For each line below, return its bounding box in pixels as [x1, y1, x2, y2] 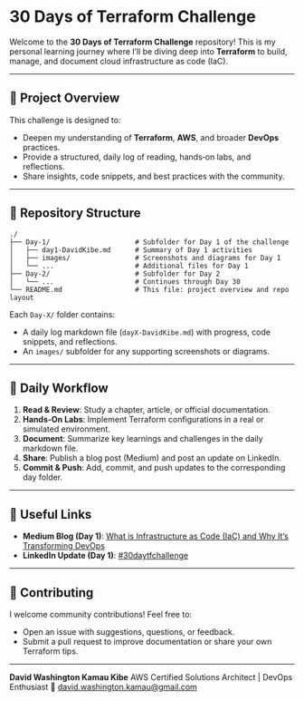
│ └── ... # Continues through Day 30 [9, 277, 242, 287]
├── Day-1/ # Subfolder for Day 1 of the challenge [9, 238, 290, 247]
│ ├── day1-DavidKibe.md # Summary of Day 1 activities [9, 245, 253, 255]
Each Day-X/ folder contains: [9, 308, 116, 319]
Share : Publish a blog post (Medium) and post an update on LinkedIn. [22, 453, 282, 463]
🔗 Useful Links [9, 506, 92, 522]
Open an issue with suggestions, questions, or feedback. [22, 627, 235, 637]
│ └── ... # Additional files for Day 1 [9, 261, 249, 270]
